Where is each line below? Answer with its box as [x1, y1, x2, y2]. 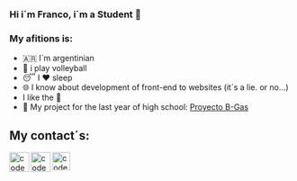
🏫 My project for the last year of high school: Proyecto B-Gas [22, 102, 249, 113]
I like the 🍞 [22, 92, 61, 103]
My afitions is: [9, 32, 74, 44]
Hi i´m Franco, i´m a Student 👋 [9, 8, 141, 21]
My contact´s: [9, 128, 90, 143]
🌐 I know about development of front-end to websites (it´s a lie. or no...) [22, 82, 290, 93]
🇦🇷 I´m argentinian [22, 53, 94, 64]
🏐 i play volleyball [22, 63, 87, 74]
